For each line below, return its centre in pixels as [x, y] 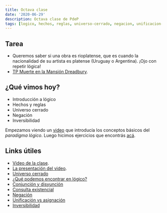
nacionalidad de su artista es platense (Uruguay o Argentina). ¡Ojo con [84, 61]
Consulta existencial [33, 189]
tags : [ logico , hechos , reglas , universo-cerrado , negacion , [70, 24]
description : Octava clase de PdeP [42, 19]
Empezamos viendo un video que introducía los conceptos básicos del [78, 130]
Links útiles [23, 151]
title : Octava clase [27, 10]
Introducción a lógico [34, 99]
